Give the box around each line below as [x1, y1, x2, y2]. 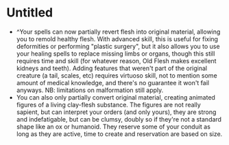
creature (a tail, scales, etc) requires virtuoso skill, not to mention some [16, 71, 217, 80]
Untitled [6, 5, 53, 21]
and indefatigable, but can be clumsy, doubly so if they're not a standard [16, 115, 222, 123]
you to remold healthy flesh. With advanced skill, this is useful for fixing [16, 34, 219, 43]
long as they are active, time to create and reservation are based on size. [16, 129, 223, 138]
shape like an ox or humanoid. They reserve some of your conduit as [16, 122, 210, 131]
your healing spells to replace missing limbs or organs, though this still [16, 49, 215, 58]
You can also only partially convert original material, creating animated [16, 93, 215, 101]
